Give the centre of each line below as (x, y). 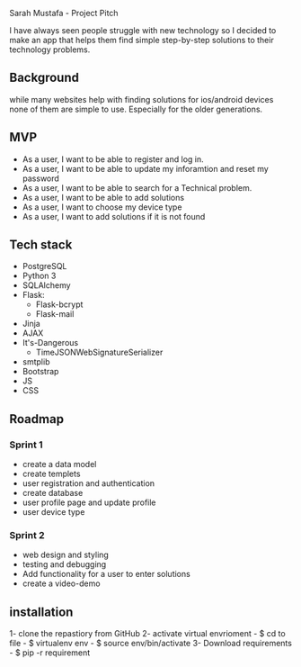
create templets (51, 474)
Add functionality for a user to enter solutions (106, 574)
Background (44, 78)
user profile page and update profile (89, 502)
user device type (53, 512)
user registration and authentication (89, 483)
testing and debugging (64, 564)
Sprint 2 (27, 536)
